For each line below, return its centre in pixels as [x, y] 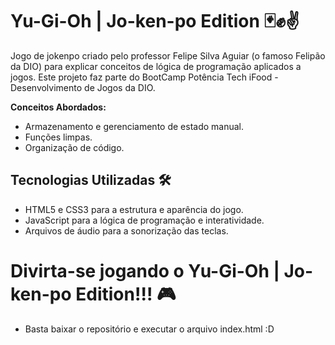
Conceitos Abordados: [58, 107]
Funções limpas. [58, 137]
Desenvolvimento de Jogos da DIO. [83, 87]
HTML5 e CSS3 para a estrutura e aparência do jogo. [134, 209]
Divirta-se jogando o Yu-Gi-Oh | [145, 270]
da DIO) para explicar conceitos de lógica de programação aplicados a [156, 66]
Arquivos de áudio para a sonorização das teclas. [126, 230]
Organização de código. [74, 147]
